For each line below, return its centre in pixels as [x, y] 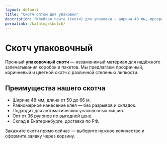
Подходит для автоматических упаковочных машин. [68, 110]
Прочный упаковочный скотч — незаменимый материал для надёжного [83, 62]
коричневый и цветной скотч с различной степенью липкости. [72, 72]
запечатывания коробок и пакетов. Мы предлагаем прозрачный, [74, 67]
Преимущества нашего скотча [55, 88]
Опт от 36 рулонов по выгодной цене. [52, 116]
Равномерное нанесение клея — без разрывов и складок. [74, 105]
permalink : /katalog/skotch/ [35, 24]
